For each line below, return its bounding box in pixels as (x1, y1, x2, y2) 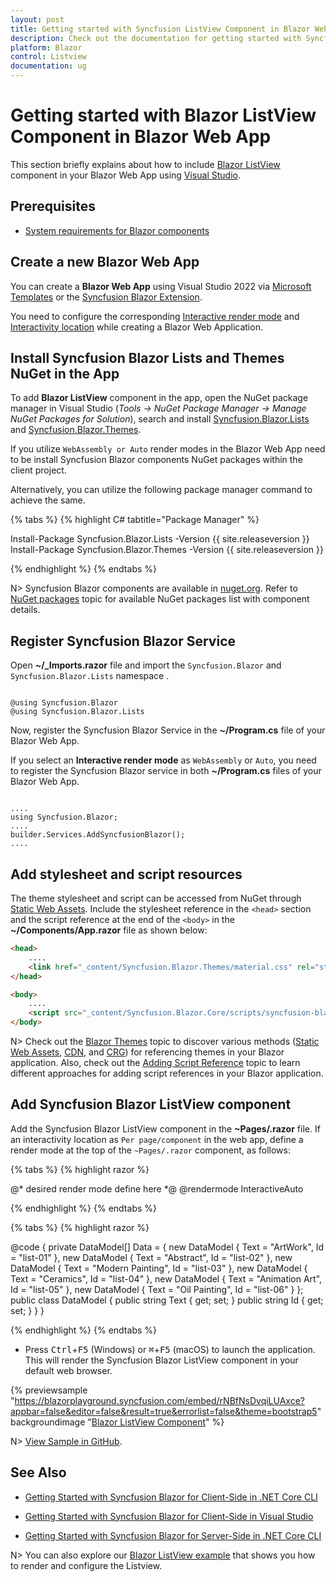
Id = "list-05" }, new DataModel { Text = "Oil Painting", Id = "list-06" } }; (10, 1283, 304, 1295)
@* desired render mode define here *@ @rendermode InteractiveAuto (10, 1182, 304, 1195)
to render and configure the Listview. (10, 1559, 163, 1571)
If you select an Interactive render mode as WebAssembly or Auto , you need (10, 754, 317, 766)
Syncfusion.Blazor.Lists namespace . (10, 670, 170, 682)
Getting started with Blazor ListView (10, 104, 317, 127)
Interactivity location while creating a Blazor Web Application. (10, 321, 263, 333)
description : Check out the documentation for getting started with (10, 33, 302, 43)
